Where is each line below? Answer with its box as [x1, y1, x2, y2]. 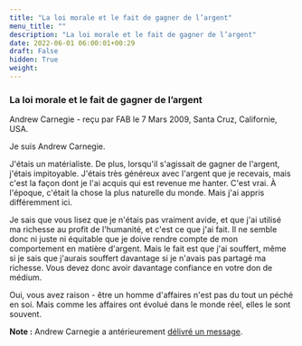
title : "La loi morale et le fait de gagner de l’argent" [9, 13, 232, 23]
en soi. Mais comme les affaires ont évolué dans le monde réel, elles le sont [9, 299, 291, 310]
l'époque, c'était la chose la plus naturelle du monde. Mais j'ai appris [9, 187, 265, 199]
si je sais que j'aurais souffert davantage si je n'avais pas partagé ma [9, 253, 267, 264]
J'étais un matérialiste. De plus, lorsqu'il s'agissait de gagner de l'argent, [9, 159, 280, 170]
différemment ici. [9, 197, 73, 208]
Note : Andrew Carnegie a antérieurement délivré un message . [9, 326, 243, 337]
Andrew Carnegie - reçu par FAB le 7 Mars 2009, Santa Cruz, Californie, [9, 114, 278, 125]
